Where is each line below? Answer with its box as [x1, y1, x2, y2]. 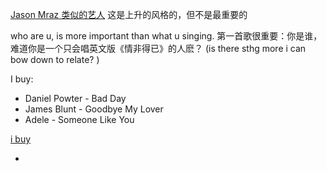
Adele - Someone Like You [24, 114, 135, 125]
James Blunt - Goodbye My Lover [24, 103, 164, 115]
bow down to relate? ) [10, 54, 100, 65]
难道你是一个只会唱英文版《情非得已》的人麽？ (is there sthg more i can [10, 43, 307, 54]
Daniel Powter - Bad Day [24, 93, 127, 104]
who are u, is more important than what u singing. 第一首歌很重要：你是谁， [10, 30, 323, 42]
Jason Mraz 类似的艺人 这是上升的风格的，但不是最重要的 [10, 9, 248, 20]
